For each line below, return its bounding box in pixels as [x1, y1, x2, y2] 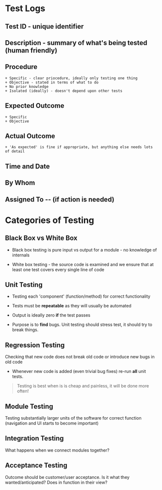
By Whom [5, 179, 35, 187]
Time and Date [5, 162, 50, 170]
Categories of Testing [5, 215, 95, 226]
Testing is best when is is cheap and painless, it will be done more [16, 383, 149, 389]
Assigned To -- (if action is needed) [5, 195, 115, 203]
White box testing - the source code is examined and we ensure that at [12, 261, 154, 267]
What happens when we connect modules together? [5, 447, 110, 453]
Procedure [5, 63, 38, 71]
